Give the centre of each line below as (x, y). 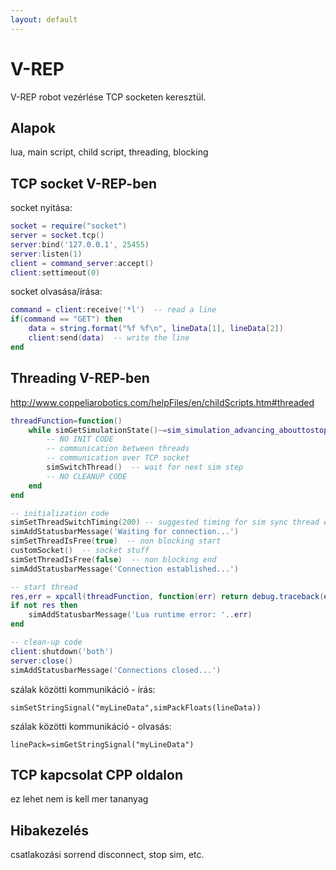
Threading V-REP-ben (80, 378)
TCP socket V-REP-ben (84, 183)
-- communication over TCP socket (118, 458)
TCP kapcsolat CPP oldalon (96, 774)
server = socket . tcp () (57, 236)
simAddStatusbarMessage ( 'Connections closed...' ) (116, 670)
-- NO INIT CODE (80, 439)
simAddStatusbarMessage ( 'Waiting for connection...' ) (125, 532)
